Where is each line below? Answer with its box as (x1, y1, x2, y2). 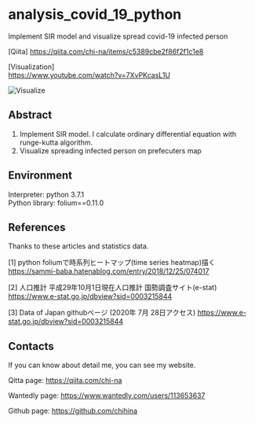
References (8, 220, 66, 234)
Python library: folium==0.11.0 (8, 198, 104, 208)
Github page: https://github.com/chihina (8, 406, 138, 416)
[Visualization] (8, 61, 55, 72)
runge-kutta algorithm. (19, 138, 93, 147)
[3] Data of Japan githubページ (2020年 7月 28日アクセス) (8, 308, 196, 318)
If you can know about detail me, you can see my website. (8, 360, 196, 370)
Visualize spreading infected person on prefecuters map (19, 145, 202, 155)
